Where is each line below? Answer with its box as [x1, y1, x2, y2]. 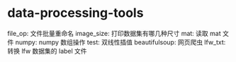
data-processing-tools [7, 5, 144, 21]
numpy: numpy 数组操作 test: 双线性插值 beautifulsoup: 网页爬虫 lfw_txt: [15, 37, 226, 46]
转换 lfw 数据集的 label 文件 [7, 46, 87, 55]
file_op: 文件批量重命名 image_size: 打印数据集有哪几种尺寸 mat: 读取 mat [7, 29, 221, 37]
